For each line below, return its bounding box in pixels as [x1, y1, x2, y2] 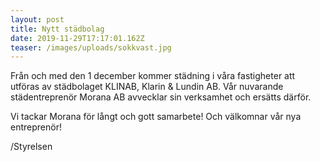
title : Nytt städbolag [10, 24, 105, 34]
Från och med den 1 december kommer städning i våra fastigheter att [10, 70, 296, 82]
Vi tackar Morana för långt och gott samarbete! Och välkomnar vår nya [10, 111, 302, 123]
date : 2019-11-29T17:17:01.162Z [10, 33, 145, 43]
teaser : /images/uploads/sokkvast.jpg [10, 42, 172, 53]
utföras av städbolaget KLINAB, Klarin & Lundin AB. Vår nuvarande [10, 81, 284, 93]
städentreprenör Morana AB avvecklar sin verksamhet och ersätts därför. [10, 91, 312, 103]
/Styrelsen [10, 141, 53, 153]
